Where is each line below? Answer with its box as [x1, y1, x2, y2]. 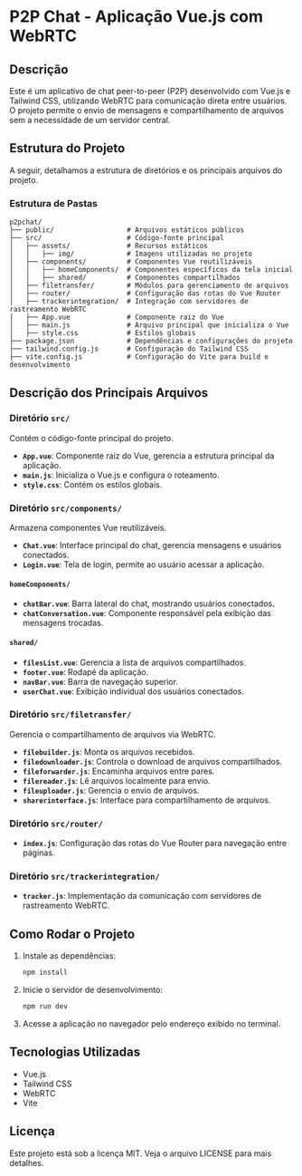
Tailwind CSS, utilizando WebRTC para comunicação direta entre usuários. [9, 95, 288, 106]
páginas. [22, 847, 55, 858]
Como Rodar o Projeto [9, 926, 136, 941]
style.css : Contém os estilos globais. [22, 478, 163, 490]
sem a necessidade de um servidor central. [9, 115, 171, 125]
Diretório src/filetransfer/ [9, 708, 132, 721]
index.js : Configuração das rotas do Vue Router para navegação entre [22, 838, 288, 849]
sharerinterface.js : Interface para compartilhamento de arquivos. [22, 795, 271, 805]
